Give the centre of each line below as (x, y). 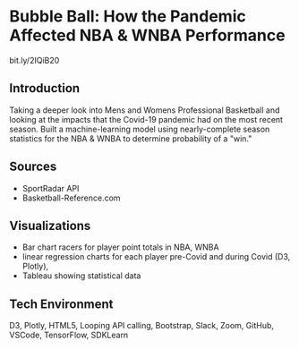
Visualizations (50, 226)
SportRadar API (51, 188)
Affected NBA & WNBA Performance (147, 35)
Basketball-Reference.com (71, 198)
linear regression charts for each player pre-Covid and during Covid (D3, (156, 257)
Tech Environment (61, 304)
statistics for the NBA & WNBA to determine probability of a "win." (131, 138)
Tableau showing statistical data (81, 276)
